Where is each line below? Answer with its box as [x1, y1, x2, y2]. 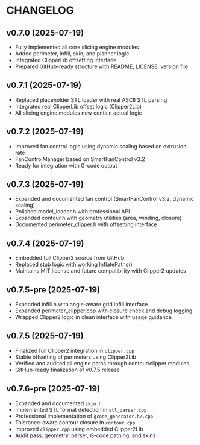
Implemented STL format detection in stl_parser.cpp [14, 406, 147, 413]
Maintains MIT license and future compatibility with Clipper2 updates [14, 267, 187, 274]
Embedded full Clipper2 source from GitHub [14, 254, 125, 262]
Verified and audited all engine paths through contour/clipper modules [14, 359, 190, 367]
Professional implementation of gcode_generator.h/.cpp [14, 412, 154, 420]
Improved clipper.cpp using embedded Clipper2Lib [14, 425, 143, 432]
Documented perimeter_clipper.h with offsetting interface [14, 221, 158, 228]
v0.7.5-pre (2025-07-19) [6, 285, 101, 295]
